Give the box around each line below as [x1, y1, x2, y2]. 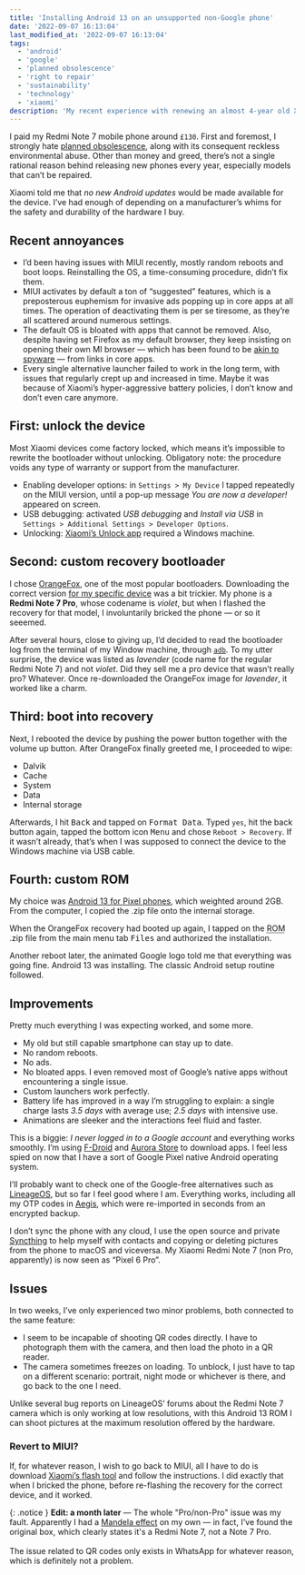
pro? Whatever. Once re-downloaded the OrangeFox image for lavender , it [9, 673, 288, 684]
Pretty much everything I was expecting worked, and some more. [9, 1020, 254, 1031]
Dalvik [22, 760, 47, 771]
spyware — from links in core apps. [22, 353, 156, 364]
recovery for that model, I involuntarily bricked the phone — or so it [9, 607, 261, 618]
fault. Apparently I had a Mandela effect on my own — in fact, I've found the [9, 1517, 293, 1528]
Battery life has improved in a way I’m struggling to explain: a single [22, 1095, 275, 1106]
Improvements [9, 996, 93, 1011]
